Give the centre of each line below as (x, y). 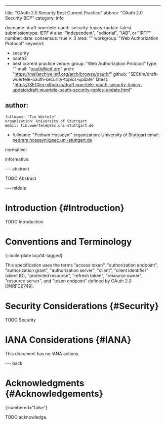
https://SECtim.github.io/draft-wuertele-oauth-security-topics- (78, 84)
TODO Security (21, 319)
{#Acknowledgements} (54, 394)
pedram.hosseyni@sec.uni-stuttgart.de (52, 140)
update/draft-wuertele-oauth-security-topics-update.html (71, 90)
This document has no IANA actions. (42, 353)
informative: (17, 159)
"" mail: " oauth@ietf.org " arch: (43, 69)
